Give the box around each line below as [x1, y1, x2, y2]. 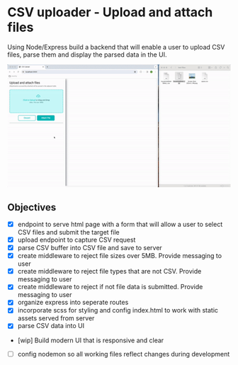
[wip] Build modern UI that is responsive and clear [17, 336, 164, 344]
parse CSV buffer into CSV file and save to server [17, 244, 163, 252]
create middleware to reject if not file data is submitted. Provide [17, 283, 203, 291]
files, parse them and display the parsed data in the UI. [7, 50, 167, 59]
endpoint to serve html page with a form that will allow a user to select [17, 220, 223, 228]
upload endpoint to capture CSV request [17, 235, 136, 244]
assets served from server [17, 314, 95, 322]
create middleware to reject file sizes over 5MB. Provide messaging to [17, 252, 222, 260]
